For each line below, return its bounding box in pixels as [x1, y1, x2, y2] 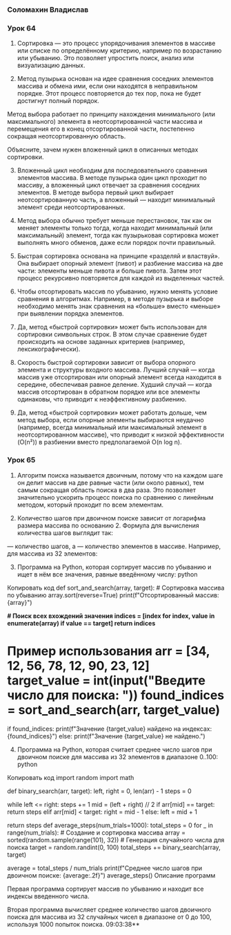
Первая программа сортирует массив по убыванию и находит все [7, 884, 204, 893]
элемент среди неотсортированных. [17, 203, 125, 212]
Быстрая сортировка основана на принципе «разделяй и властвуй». [17, 252, 220, 260]
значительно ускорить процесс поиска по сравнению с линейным [17, 493, 214, 501]
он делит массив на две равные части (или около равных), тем [17, 478, 205, 487]
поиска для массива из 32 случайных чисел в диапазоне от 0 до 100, [7, 913, 212, 921]
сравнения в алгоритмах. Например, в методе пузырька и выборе [17, 295, 214, 303]
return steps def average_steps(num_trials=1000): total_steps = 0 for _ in [7, 821, 214, 830]
